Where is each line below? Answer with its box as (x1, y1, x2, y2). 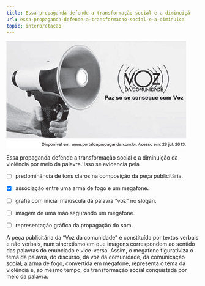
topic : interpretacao (6, 23, 62, 29)
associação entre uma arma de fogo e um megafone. (15, 185, 149, 192)
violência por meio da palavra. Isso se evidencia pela (6, 161, 140, 168)
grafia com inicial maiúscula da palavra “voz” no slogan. (15, 197, 157, 204)
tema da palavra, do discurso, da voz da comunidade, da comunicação (6, 253, 185, 260)
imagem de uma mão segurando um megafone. (15, 209, 135, 216)
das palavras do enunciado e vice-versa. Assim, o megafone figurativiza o (6, 246, 194, 254)
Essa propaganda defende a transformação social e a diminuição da (6, 154, 179, 161)
